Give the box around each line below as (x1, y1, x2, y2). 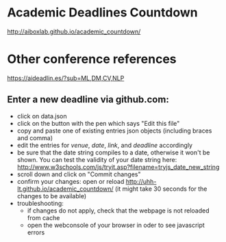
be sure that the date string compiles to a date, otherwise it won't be (16, 148, 210, 157)
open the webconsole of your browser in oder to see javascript (27, 221, 205, 229)
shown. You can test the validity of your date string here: (16, 155, 177, 163)
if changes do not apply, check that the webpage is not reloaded (27, 206, 210, 215)
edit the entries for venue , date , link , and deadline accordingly (16, 141, 193, 149)
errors (27, 228, 45, 237)
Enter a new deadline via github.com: (7, 94, 169, 105)
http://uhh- (125, 177, 157, 185)
